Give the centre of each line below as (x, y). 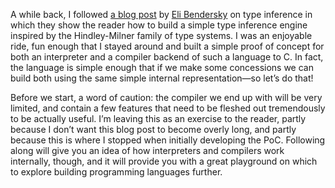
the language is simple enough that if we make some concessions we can (162, 67)
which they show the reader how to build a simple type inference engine (159, 25)
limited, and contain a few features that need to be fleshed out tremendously (168, 108)
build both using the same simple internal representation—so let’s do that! (162, 78)
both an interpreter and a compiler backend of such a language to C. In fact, (167, 57)
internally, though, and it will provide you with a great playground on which (164, 161)
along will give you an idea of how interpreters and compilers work (147, 150)
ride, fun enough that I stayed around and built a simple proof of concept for (167, 46)
